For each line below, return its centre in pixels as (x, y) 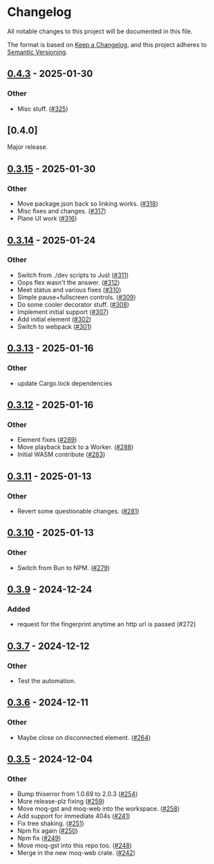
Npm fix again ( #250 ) (47, 831)
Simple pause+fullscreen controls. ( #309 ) (77, 297)
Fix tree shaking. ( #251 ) (50, 823)
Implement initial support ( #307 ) (63, 312)
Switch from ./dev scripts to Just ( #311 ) (73, 275)
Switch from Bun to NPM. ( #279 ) (64, 567)
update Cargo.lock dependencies (65, 383)
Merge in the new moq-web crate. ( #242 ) (76, 853)
